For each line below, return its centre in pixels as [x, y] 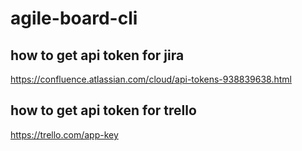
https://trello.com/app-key [64, 134]
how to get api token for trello [103, 110]
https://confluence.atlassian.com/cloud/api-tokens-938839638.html [151, 79]
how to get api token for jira [97, 55]
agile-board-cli [74, 18]
